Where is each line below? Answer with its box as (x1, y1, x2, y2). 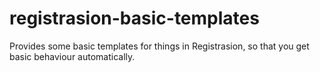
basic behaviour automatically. (9, 50, 136, 62)
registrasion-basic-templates (9, 7, 260, 30)
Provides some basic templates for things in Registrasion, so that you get (9, 40, 310, 52)
